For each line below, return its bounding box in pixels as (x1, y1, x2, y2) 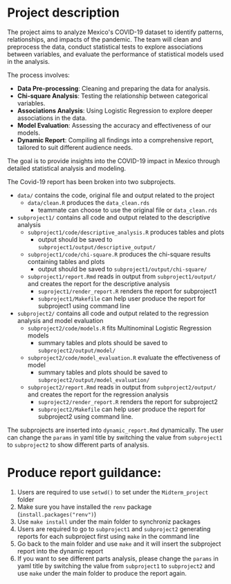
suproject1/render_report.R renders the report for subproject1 (37, 287, 216, 295)
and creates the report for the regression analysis (27, 390, 169, 399)
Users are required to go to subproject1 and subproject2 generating (17, 524, 211, 533)
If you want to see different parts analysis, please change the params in (17, 554, 219, 562)
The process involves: (7, 71, 71, 79)
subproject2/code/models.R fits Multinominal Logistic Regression (27, 324, 212, 332)
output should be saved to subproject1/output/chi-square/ (37, 265, 207, 273)
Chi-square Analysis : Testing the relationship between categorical (17, 92, 208, 100)
